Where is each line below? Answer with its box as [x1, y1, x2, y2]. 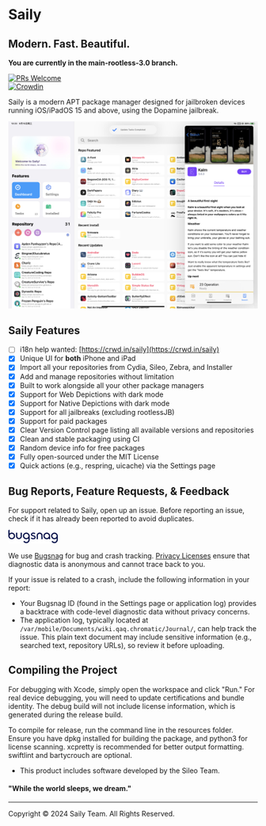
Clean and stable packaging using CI [19, 434, 140, 443]
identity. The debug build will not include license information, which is [8, 701, 236, 710]
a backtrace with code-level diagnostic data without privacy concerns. [19, 607, 250, 616]
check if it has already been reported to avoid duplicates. [8, 514, 195, 523]
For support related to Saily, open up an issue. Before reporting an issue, [8, 505, 245, 515]
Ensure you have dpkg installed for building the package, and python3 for [8, 733, 248, 743]
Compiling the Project [8, 664, 118, 677]
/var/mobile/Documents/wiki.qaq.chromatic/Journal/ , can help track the [19, 624, 257, 633]
